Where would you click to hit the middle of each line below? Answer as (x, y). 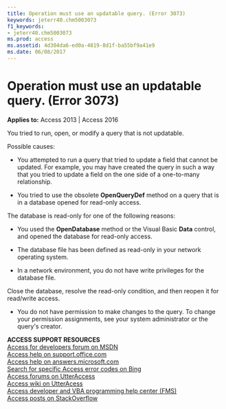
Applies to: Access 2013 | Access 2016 (63, 119)
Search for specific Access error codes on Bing (75, 368)
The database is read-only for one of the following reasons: (91, 216)
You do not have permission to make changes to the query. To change (116, 311)
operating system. (43, 257)
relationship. (35, 181)
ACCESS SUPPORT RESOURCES (54, 339)
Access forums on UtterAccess (51, 376)
